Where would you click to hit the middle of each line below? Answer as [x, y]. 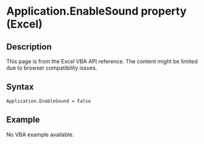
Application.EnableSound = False [49, 101]
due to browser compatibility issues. [52, 68]
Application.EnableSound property [97, 11]
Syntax [20, 87]
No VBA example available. [40, 134]
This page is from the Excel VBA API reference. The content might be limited [102, 61]
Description [29, 47]
